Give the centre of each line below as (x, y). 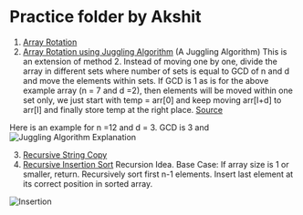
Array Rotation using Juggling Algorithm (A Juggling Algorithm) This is (155, 51)
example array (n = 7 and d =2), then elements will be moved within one (158, 90)
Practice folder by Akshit (105, 17)
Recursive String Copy (65, 154)
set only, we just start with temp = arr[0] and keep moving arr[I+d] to (152, 100)
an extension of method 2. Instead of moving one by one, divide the (150, 61)
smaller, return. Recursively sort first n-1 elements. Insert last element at (158, 174)
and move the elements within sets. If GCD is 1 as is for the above (146, 80)
